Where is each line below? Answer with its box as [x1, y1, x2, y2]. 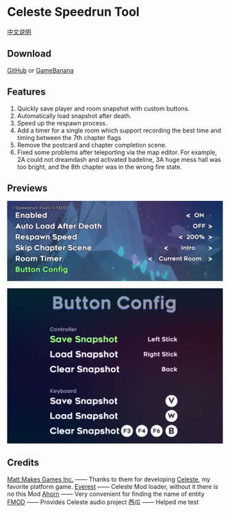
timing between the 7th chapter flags [16, 133, 122, 141]
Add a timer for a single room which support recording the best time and [16, 126, 221, 134]
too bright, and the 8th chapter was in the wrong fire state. [16, 163, 183, 171]
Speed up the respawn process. [16, 119, 107, 127]
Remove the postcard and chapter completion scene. [16, 141, 167, 149]
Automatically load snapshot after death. [16, 111, 132, 120]
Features [7, 86, 46, 98]
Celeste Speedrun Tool [7, 4, 140, 20]
